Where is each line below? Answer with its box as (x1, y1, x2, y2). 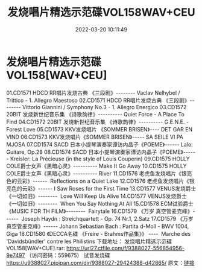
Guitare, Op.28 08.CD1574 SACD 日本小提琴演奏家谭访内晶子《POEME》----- (6, 148, 196, 156)
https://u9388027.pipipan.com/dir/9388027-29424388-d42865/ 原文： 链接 (6, 259, 195, 266)
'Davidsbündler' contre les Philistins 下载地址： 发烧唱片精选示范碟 (6, 238, 172, 245)
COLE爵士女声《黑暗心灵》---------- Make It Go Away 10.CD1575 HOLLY (6, 162, 187, 169)
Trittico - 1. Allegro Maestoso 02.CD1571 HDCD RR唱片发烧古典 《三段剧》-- (6, 96, 195, 104)
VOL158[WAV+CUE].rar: (6, 244, 65, 251)
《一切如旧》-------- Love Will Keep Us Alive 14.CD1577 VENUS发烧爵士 (6, 192, 187, 200)
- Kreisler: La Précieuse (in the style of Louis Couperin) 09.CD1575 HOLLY (6, 155, 190, 162)
